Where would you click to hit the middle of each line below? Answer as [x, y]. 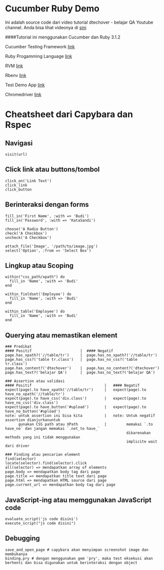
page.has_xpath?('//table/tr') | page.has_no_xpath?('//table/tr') [81, 355]
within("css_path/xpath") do [35, 277]
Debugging [23, 538]
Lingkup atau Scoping [39, 265]
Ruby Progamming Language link [39, 56]
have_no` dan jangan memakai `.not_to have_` [52, 429]
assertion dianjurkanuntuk [33, 420]
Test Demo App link [25, 85]
